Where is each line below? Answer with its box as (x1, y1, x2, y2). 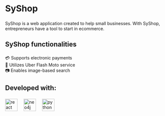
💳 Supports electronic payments (5, 55, 72, 61)
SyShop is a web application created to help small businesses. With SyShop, (5, 21, 160, 27)
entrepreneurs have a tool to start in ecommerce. (5, 26, 105, 32)
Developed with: (5, 84, 57, 92)
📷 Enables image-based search (5, 67, 70, 74)
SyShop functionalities (5, 40, 77, 48)
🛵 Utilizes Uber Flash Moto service (5, 62, 75, 68)
